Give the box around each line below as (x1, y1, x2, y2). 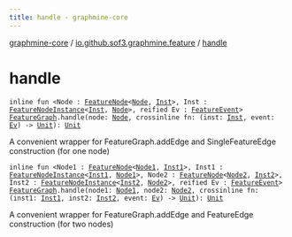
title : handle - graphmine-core (9, 12, 128, 22)
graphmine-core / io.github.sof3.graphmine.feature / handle (9, 37, 227, 48)
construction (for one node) (9, 145, 111, 156)
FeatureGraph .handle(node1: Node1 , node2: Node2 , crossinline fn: (9, 186, 259, 195)
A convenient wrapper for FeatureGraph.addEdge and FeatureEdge (9, 209, 254, 219)
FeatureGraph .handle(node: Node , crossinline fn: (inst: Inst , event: (9, 112, 275, 122)
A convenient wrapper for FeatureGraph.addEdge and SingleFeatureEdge (9, 136, 277, 147)
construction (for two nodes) (9, 218, 114, 229)
